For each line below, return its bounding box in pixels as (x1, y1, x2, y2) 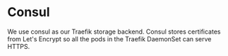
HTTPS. (7, 42, 30, 50)
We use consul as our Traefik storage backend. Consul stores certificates (7, 27, 221, 36)
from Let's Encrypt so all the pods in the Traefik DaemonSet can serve (7, 34, 212, 43)
